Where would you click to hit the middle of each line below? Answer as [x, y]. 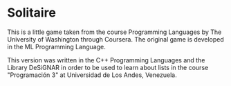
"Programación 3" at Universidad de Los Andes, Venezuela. [92, 75]
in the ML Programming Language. [56, 46]
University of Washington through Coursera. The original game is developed [116, 39]
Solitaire [32, 13]
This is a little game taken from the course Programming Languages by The [114, 32]
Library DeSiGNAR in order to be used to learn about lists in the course [108, 67]
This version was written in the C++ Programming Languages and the [106, 60]
